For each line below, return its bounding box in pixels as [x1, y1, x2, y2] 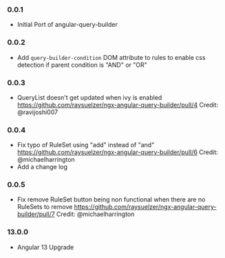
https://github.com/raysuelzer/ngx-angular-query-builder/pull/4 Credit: [17, 100, 219, 109]
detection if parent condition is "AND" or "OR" [17, 61, 148, 69]
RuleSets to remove [17, 203, 73, 211]
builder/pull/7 [17, 210, 55, 218]
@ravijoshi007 [17, 108, 58, 116]
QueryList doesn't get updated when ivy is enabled [17, 93, 162, 101]
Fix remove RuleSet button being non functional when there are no [17, 195, 206, 204]
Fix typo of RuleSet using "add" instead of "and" [17, 141, 155, 149]
